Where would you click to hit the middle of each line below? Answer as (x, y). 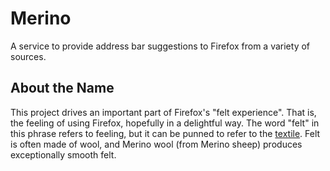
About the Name (62, 88)
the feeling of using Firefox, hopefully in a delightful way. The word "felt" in (165, 123)
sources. (28, 56)
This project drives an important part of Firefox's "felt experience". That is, (163, 112)
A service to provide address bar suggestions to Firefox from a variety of (160, 46)
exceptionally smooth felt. (63, 154)
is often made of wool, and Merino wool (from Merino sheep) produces (156, 144)
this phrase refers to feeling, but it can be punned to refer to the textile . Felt (165, 133)
